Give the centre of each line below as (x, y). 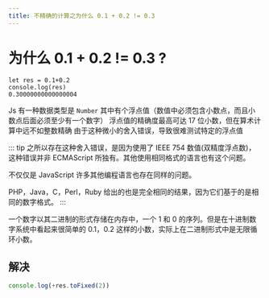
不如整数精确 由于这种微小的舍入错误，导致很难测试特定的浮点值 (136, 130)
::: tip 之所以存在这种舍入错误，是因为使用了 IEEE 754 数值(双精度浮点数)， (132, 147)
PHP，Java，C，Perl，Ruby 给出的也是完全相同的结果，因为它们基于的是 (130, 192)
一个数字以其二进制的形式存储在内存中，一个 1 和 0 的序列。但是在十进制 (129, 219)
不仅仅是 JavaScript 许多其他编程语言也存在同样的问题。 (102, 175)
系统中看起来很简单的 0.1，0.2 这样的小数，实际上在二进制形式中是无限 (132, 229)
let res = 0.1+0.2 (39, 80)
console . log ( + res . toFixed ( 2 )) (59, 286)
